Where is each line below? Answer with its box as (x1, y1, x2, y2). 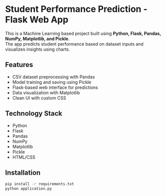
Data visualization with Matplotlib (12, 89, 80, 95)
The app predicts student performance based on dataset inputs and (5, 41, 144, 47)
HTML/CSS (12, 154, 36, 160)
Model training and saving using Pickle (12, 79, 92, 85)
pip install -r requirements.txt (5, 182, 74, 187)
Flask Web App (5, 14, 68, 25)
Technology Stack (5, 109, 62, 118)
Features (5, 61, 33, 69)
